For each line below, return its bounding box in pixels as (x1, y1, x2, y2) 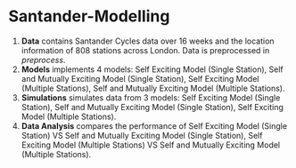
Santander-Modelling (8, 6, 170, 27)
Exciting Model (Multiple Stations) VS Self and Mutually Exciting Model (21, 140, 281, 150)
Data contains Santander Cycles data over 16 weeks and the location (21, 36, 275, 46)
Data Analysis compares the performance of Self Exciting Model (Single (21, 120, 287, 131)
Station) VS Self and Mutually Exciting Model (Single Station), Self (21, 130, 263, 140)
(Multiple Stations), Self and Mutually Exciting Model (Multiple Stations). (21, 83, 285, 93)
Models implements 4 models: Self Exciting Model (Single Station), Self (21, 64, 284, 75)
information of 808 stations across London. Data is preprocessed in (21, 44, 270, 55)
